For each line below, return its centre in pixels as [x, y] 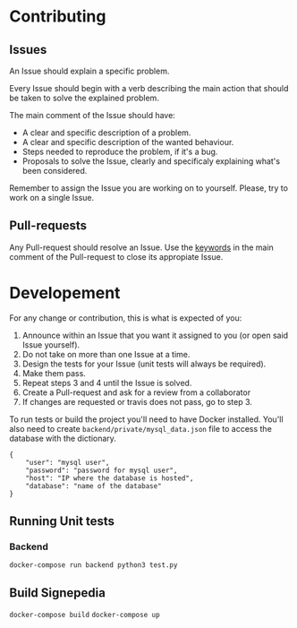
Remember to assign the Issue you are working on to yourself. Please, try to [149, 188]
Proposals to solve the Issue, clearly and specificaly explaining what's [151, 161]
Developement [65, 293]
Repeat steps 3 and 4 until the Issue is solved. [107, 383]
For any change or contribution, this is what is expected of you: [126, 318]
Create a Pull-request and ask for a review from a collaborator [136, 392]
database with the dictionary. [63, 438]
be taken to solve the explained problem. [84, 98]
